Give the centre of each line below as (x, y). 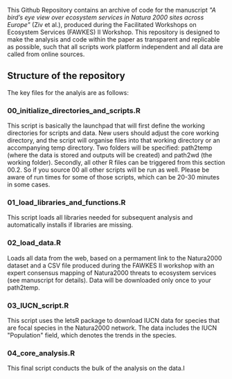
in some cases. (29, 185)
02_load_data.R (34, 243)
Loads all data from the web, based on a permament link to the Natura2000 (115, 258)
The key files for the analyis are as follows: (68, 92)
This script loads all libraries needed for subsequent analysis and (100, 218)
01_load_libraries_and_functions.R (66, 202)
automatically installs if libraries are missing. (70, 225)
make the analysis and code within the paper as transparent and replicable (114, 39)
